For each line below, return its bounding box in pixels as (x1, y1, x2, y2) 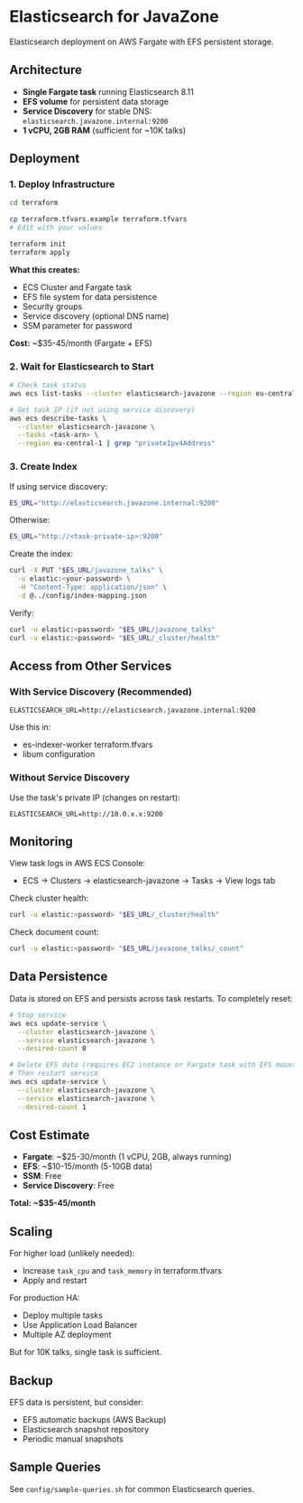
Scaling (9, 1224, 53, 1239)
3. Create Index (9, 461, 78, 473)
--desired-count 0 (17, 1044, 87, 1053)
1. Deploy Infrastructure (9, 178, 115, 191)
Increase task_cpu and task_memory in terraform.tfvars (22, 1265, 223, 1276)
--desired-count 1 (17, 1102, 87, 1112)
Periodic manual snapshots (22, 1433, 124, 1444)
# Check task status (9, 381, 87, 390)
